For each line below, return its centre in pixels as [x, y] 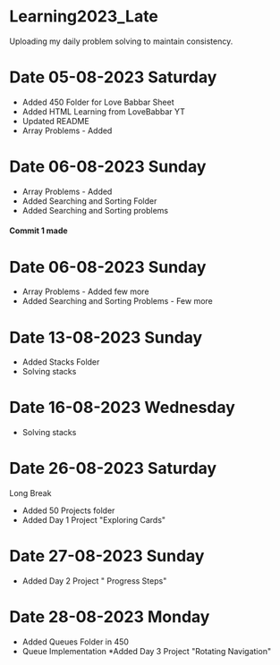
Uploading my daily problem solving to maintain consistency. [121, 41]
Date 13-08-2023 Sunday [106, 337]
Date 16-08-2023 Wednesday [122, 408]
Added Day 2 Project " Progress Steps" [94, 581]
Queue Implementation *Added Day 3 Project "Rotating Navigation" [146, 652]
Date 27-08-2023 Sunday [107, 556]
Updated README [55, 121]
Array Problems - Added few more [85, 291]
